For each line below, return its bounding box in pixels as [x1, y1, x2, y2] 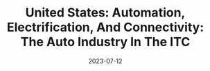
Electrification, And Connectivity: [6, 19, 204, 35]
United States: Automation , [25, 5, 186, 21]
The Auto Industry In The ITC [20, 34, 191, 50]
